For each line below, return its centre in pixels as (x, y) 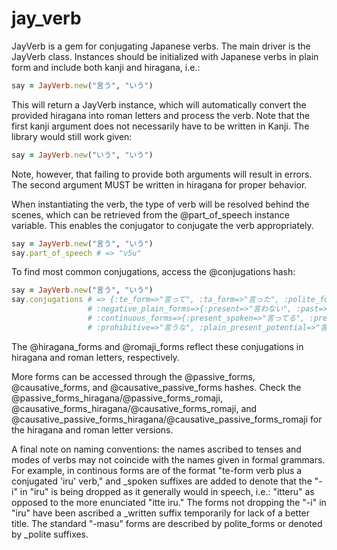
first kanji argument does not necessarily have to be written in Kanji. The (160, 126)
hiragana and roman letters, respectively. (95, 357)
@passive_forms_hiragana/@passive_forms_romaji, (117, 398)
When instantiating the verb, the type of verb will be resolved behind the (160, 204)
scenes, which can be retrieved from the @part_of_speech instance (150, 214)
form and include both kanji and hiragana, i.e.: (106, 67)
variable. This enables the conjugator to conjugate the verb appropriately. (162, 225)
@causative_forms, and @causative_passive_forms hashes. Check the (156, 387)
